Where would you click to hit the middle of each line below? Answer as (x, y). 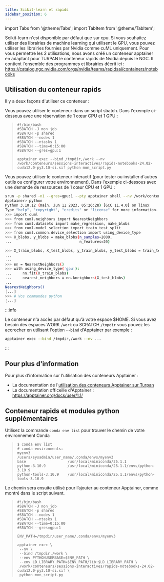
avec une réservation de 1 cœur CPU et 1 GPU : (71, 116)
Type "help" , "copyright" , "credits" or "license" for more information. (82, 210)
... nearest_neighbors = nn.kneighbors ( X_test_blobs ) (65, 278)
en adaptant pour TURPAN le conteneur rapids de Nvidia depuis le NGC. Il (79, 58)
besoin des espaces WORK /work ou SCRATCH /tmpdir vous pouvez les (77, 325)
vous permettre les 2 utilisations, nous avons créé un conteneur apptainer (79, 53)
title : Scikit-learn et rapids (37, 10)
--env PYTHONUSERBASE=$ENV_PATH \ (54, 558)
